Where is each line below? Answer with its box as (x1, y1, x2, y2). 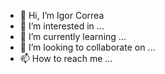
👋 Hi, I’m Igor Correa (19, 10, 105, 21)
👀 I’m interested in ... (19, 20, 105, 32)
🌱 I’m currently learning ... (19, 31, 127, 42)
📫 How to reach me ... (19, 53, 113, 64)
